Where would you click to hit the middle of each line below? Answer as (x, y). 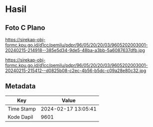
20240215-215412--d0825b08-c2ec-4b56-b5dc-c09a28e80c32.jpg (76, 70)
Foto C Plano (25, 28)
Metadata (20, 86)
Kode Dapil (20, 117)
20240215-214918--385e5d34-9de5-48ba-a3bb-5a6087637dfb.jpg (75, 50)
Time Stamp (22, 108)
